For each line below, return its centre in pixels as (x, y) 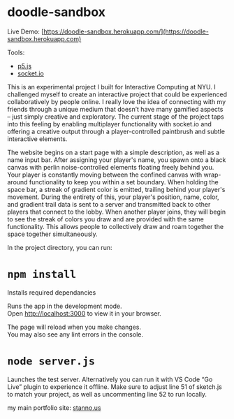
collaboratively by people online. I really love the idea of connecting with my (116, 101)
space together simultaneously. (52, 234)
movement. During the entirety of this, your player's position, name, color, (113, 197)
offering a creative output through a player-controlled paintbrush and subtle (116, 131)
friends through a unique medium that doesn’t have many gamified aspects (115, 109)
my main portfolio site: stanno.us (54, 407)
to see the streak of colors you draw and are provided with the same (105, 219)
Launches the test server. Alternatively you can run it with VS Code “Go (110, 379)
